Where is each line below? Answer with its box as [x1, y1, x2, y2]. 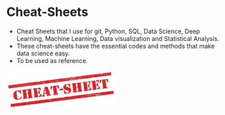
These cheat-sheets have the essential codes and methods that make [16, 42, 215, 50]
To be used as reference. [16, 56, 88, 64]
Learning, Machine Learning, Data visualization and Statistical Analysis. [16, 34, 219, 42]
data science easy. [16, 49, 70, 57]
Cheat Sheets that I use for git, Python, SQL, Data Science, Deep [16, 27, 201, 35]
